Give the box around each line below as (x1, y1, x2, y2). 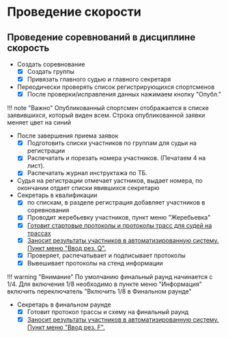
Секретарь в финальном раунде (16, 300, 111, 309)
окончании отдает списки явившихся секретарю (16, 184, 160, 192)
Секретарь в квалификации (16, 191, 98, 199)
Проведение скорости (7, 4, 141, 20)
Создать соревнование (16, 60, 85, 68)
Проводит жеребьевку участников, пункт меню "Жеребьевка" (27, 213, 211, 222)
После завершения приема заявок (16, 131, 119, 140)
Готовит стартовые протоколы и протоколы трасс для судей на (27, 221, 212, 229)
